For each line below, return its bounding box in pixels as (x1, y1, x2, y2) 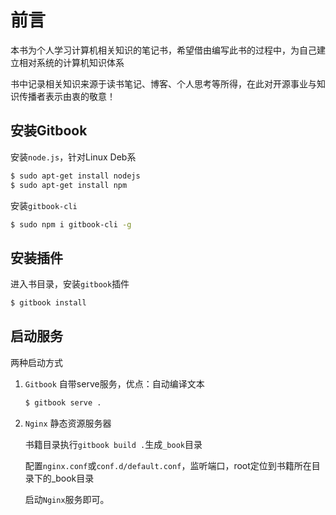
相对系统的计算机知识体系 (18, 56, 125, 68)
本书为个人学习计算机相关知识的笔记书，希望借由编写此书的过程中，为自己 (10, 44, 317, 56)
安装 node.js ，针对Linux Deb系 (10, 151, 137, 163)
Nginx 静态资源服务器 (24, 417, 112, 429)
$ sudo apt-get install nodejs (10, 171, 141, 181)
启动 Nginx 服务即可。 (24, 493, 110, 505)
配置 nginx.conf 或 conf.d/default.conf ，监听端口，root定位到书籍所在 (24, 459, 312, 471)
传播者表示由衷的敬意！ (18, 90, 116, 102)
